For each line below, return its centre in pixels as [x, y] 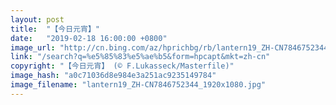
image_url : [33, 47]
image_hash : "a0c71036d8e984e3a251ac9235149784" [113, 76]
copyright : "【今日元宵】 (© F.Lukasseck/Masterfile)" [122, 66]
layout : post [37, 19]
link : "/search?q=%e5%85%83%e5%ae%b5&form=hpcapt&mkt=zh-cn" [140, 57]
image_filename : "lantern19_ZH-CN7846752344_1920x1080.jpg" [138, 85]
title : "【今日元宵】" [55, 29]
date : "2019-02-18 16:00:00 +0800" [89, 38]
